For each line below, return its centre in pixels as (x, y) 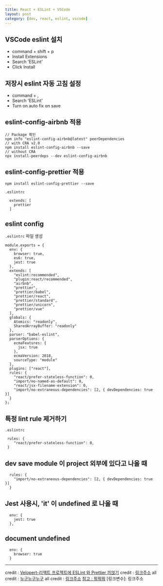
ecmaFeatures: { (30, 343)
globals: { (20, 318)
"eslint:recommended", (37, 275)
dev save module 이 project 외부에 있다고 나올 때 (76, 463)
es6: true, (25, 258)
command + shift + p (33, 52)
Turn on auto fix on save (36, 106)
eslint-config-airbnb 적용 (43, 122)
